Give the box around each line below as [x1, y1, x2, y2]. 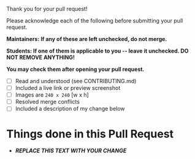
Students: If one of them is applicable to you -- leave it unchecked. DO [6, 47, 189, 54]
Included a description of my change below [15, 105, 125, 113]
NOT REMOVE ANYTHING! [6, 54, 75, 61]
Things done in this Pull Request [6, 127, 174, 141]
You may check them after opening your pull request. [6, 65, 145, 73]
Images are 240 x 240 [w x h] [15, 91, 89, 98]
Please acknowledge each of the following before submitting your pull [6, 17, 183, 24]
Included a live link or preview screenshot [15, 84, 121, 92]
